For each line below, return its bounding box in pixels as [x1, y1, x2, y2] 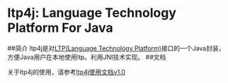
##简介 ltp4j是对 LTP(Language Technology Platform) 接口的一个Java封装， [7, 44, 225, 52]
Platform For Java [7, 20, 113, 36]
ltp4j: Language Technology [7, 5, 177, 21]
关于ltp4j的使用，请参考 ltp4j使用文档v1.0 [7, 68, 126, 76]
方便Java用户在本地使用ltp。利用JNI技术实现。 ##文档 [7, 53, 166, 61]
